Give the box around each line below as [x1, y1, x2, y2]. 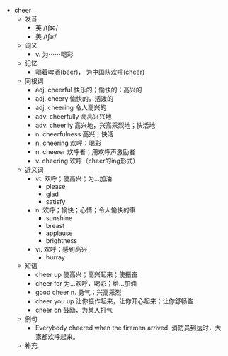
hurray [45, 253, 66, 261]
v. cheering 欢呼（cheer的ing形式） [35, 156, 139, 165]
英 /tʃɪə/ [35, 23, 59, 31]
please [45, 183, 66, 190]
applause [45, 229, 73, 237]
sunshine [45, 214, 73, 222]
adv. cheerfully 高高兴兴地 [35, 112, 112, 120]
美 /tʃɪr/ [35, 32, 57, 41]
